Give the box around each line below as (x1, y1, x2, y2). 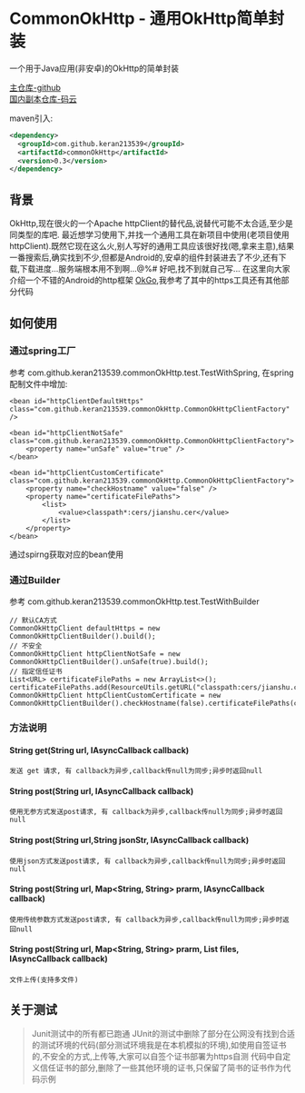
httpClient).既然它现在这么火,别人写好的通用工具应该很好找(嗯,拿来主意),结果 (9, 241, 295, 252)
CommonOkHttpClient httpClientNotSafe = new (9, 650, 181, 659)
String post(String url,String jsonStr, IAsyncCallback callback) (9, 835, 250, 846)
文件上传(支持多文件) (9, 976, 79, 985)
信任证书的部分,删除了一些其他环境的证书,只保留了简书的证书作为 (39, 1062, 283, 1073)
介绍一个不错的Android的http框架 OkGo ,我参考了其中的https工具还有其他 (9, 274, 281, 286)
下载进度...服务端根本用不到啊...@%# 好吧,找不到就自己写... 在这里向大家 (19, 263, 290, 274)
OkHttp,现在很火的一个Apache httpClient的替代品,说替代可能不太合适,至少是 (9, 218, 293, 229)
